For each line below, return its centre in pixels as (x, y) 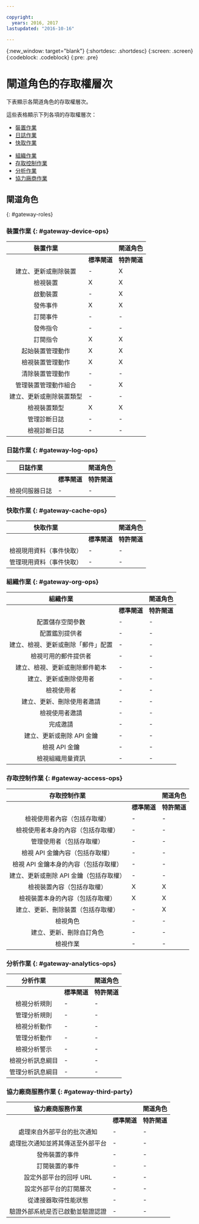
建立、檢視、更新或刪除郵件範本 (61, 668)
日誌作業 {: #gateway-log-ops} (52, 451)
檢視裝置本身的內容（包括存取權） (68, 898)
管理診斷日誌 (46, 419)
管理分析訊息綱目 (34, 1072)
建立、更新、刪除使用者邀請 (61, 702)
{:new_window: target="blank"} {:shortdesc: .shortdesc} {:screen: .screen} (100, 51)
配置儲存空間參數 (61, 622)
